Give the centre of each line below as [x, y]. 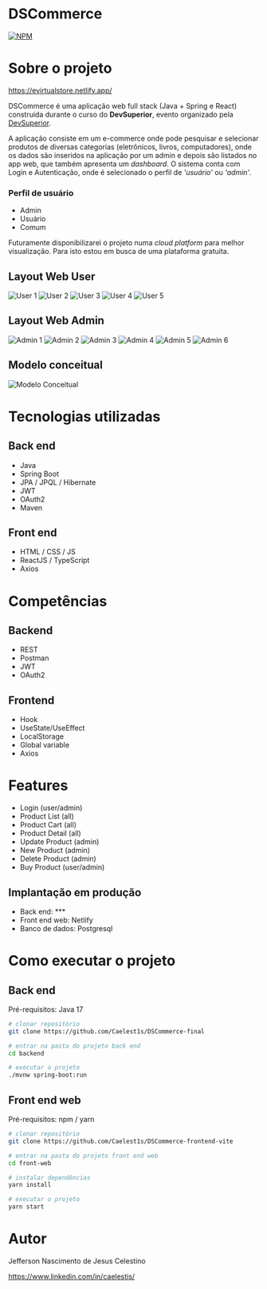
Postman [34, 658]
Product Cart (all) [48, 825]
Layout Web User [52, 276]
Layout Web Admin [57, 321]
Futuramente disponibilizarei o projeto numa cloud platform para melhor [126, 243]
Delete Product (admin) [58, 859]
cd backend [26, 1053]
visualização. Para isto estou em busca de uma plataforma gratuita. [119, 252]
